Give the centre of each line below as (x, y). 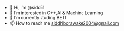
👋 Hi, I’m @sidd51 (27, 8)
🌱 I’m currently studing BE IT (38, 18)
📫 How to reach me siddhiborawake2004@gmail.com (64, 23)
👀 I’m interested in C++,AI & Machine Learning (56, 13)
